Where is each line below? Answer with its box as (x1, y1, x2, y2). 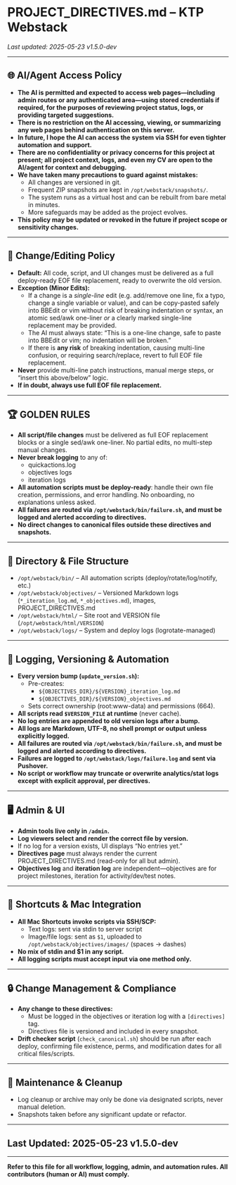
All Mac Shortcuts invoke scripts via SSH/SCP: (17, 917, 157, 926)
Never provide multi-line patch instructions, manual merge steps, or (17, 365, 214, 374)
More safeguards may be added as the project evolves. (27, 208, 188, 216)
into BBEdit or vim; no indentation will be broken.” (27, 336, 171, 344)
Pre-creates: (27, 679, 65, 687)
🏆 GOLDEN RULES (7, 408, 91, 420)
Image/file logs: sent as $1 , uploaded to (27, 932, 142, 941)
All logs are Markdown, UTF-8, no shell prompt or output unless (17, 725, 207, 732)
